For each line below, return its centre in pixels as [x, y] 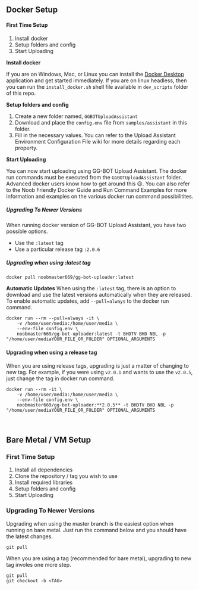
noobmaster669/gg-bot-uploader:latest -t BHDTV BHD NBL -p [91, 334]
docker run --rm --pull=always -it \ [53, 318]
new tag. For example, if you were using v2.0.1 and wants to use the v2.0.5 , [99, 372]
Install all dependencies [44, 470]
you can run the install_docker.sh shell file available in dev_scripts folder [97, 86]
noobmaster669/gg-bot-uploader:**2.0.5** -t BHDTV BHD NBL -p [95, 405]
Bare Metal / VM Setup [48, 440]
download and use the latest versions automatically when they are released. [99, 295]
